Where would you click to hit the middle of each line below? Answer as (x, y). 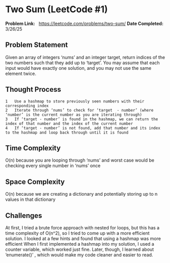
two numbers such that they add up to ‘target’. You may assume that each (83, 63)
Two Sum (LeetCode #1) (56, 9)
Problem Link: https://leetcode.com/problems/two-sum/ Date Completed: (84, 23)
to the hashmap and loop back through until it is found (67, 133)
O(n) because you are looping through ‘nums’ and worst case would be (80, 160)
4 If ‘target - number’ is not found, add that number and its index (83, 128)
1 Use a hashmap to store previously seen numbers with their (75, 101)
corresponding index (27, 106)
